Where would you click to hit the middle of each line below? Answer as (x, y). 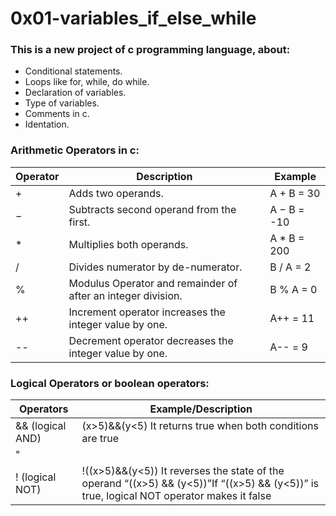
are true (100, 439)
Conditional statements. (73, 71)
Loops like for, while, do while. (87, 82)
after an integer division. (125, 295)
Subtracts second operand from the (152, 209)
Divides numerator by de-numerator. (155, 267)
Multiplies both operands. (128, 244)
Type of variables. (62, 103)
